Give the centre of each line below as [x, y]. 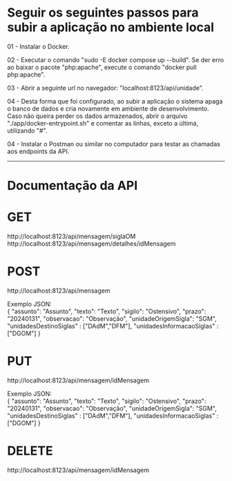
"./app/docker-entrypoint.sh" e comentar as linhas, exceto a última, [103, 123]
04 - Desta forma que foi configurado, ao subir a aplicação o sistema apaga [115, 101]
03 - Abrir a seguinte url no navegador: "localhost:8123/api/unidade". [105, 88]
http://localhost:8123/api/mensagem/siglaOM [71, 237]
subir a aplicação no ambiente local [111, 27]
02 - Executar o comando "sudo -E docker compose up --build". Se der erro [116, 59]
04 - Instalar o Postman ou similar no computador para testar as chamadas [114, 144]
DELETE [30, 451]
